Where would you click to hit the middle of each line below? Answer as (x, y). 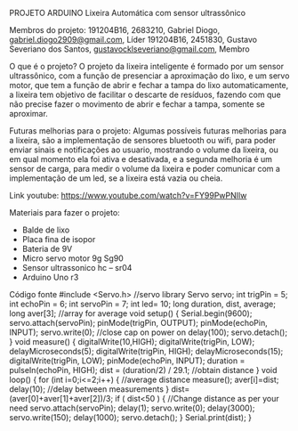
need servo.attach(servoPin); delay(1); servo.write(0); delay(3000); (132, 408)
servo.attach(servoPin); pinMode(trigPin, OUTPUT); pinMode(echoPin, (139, 323)
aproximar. (29, 114)
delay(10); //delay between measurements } (89, 389)
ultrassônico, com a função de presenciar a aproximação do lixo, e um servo (149, 76)
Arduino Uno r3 (50, 277)
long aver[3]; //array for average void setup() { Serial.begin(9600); (131, 313)
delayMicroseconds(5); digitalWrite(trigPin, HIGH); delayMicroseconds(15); (146, 351)
